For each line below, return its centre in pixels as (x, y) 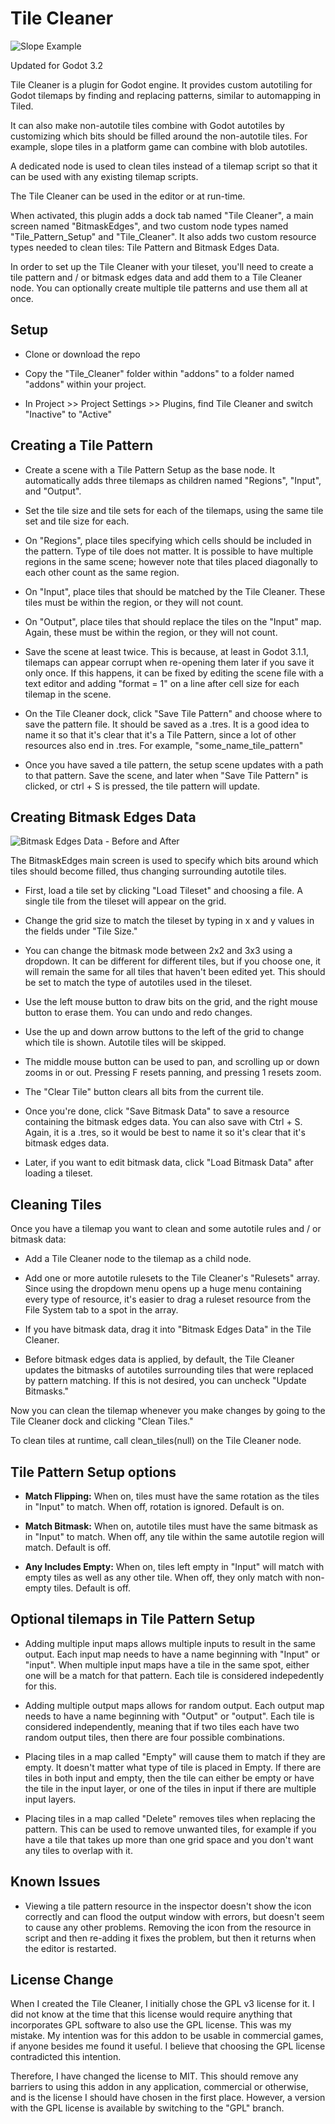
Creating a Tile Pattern (81, 445)
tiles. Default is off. (92, 1588)
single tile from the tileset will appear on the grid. (125, 901)
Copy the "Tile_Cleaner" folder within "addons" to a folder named (159, 373)
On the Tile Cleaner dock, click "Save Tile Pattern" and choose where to (173, 713)
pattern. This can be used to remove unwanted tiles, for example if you (170, 1829)
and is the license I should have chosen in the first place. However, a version (168, 2098)
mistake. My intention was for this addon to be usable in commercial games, (167, 2036)
